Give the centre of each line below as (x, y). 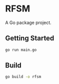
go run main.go (21, 50)
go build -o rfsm (23, 77)
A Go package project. (28, 22)
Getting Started (30, 38)
